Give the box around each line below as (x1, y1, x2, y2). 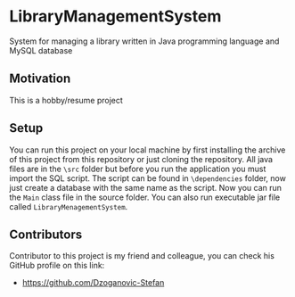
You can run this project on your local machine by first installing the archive (9, 144, 286, 155)
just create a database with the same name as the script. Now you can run (9, 182, 283, 193)
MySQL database (9, 45, 73, 55)
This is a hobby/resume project (9, 95, 123, 105)
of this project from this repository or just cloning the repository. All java (9, 153, 274, 164)
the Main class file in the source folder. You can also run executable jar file (9, 192, 281, 202)
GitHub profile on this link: (9, 260, 105, 271)
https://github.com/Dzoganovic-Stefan (21, 277, 165, 288)
